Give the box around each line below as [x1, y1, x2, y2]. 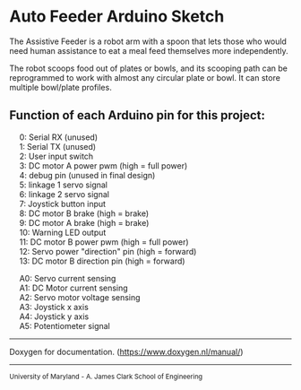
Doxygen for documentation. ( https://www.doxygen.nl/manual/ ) [9, 346, 244, 357]
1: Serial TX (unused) [19, 141, 97, 152]
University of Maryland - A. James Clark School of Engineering [9, 372, 203, 381]
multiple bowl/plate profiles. [9, 82, 112, 92]
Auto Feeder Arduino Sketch [9, 6, 225, 27]
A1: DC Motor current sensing [19, 282, 128, 293]
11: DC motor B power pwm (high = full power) [19, 236, 190, 247]
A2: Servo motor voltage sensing [19, 291, 141, 302]
